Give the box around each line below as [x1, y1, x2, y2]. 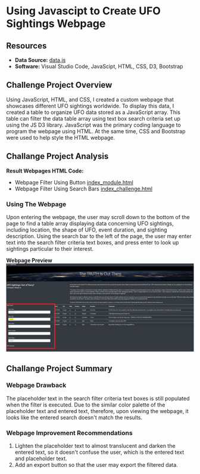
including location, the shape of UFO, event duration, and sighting [6, 226, 168, 233]
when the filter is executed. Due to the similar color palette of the [6, 401, 165, 408]
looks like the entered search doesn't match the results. [6, 414, 143, 421]
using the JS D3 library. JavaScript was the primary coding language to [6, 121, 182, 128]
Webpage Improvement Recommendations [6, 429, 133, 437]
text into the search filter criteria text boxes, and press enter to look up [6, 239, 179, 246]
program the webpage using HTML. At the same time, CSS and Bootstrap [6, 127, 186, 135]
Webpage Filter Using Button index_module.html [14, 178, 134, 186]
